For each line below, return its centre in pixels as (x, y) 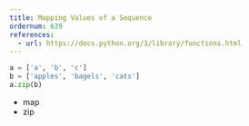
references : (32, 34)
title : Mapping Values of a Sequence (81, 18)
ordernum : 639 (36, 26)
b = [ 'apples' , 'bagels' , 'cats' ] (75, 77)
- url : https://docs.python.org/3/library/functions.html (130, 43)
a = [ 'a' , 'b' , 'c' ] (49, 68)
